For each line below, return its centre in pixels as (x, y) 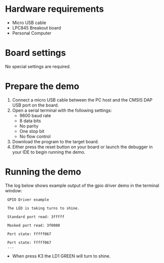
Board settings (35, 53)
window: (14, 190)
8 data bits (30, 121)
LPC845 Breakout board (36, 27)
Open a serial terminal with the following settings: (62, 110)
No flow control (35, 136)
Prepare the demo (42, 86)
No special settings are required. (38, 66)
